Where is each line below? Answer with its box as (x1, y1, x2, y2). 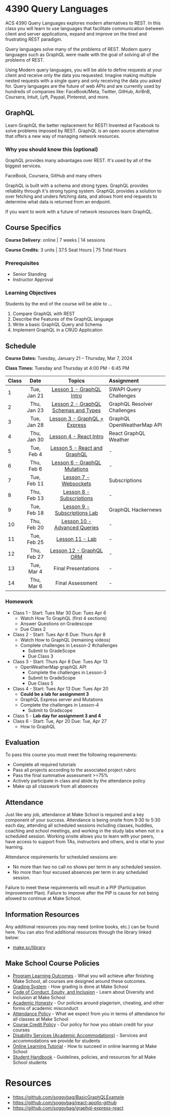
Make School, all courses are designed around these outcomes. (12, 978, 147, 984)
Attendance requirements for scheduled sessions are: (5, 854, 118, 860)
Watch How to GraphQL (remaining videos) (20, 637, 111, 643)
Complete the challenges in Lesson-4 (20, 702, 99, 708)
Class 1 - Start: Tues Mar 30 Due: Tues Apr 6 (12, 610, 106, 616)
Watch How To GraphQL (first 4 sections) (20, 615, 107, 621)
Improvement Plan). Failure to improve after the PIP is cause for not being (5, 890, 159, 896)
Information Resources (5, 910, 80, 919)
